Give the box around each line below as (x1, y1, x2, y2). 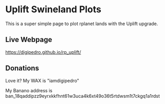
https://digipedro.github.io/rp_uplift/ (5, 49, 81, 55)
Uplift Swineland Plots (5, 4, 102, 15)
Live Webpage (5, 35, 52, 44)
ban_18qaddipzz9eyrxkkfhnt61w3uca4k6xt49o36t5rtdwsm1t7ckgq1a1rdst (5, 93, 160, 99)
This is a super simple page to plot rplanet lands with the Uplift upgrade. (5, 20, 158, 27)
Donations (5, 64, 40, 73)
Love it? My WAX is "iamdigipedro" (5, 77, 80, 84)
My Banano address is (5, 87, 52, 93)
